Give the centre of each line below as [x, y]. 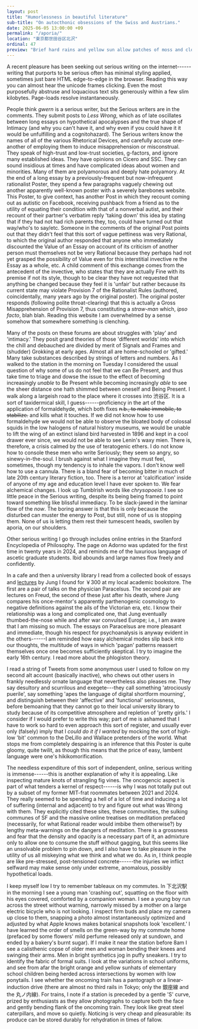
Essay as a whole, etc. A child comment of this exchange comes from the [95, 265]
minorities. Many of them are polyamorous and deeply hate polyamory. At [95, 172]
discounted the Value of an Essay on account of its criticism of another [92, 246]
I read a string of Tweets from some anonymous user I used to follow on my [98, 669]
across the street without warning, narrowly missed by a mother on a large [97, 905]
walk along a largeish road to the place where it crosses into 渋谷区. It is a [96, 396]
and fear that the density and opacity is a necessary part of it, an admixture [98, 836]
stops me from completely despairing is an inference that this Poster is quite [99, 743]
